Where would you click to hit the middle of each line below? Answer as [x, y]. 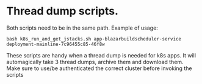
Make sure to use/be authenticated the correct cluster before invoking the [99, 68]
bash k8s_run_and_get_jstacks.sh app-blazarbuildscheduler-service [94, 39]
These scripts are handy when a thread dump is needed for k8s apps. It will [101, 55]
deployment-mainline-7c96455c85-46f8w [56, 44]
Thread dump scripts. [63, 11]
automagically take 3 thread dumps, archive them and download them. [95, 62]
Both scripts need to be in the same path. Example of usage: [82, 28]
